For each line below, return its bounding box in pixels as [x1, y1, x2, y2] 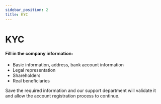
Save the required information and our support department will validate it [5, 87, 156, 93]
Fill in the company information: [5, 51, 73, 57]
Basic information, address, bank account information [12, 61, 124, 68]
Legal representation [12, 67, 56, 73]
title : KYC [5, 12, 28, 17]
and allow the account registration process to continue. [5, 92, 120, 98]
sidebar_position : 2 [5, 7, 49, 13]
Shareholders [12, 72, 41, 78]
